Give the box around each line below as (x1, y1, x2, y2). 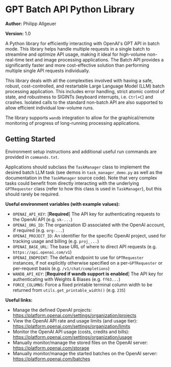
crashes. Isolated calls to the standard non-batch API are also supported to (5, 99, 163, 105)
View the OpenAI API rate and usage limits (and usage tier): (12, 317, 138, 323)
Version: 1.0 (5, 30, 31, 36)
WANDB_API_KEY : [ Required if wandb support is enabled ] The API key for (12, 270, 163, 277)
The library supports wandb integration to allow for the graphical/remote (5, 114, 155, 121)
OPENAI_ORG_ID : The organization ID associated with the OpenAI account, (12, 222, 165, 228)
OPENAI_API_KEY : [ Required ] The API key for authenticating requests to (12, 211, 160, 217)
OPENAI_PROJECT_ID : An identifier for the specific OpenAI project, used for (12, 232, 166, 239)
